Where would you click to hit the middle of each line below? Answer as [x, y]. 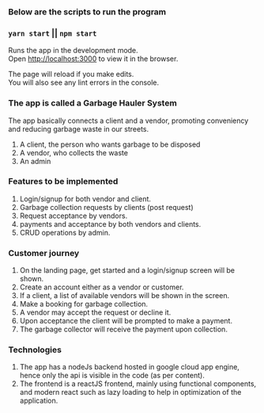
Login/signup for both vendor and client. [85, 199]
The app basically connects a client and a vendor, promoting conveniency [128, 120]
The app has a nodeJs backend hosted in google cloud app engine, [129, 367]
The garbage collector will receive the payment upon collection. [123, 329]
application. [39, 401]
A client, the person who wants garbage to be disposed [110, 144]
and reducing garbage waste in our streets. [78, 128]
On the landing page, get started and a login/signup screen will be [127, 270]
